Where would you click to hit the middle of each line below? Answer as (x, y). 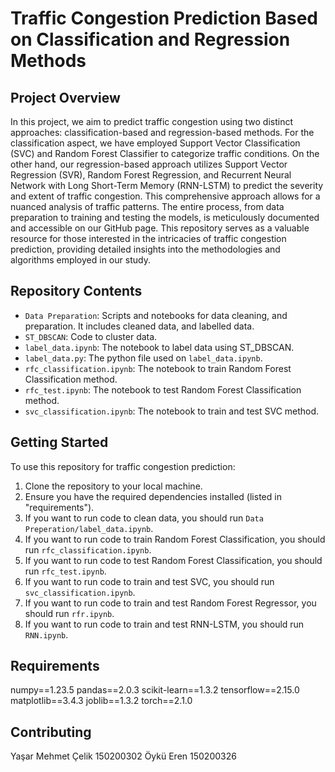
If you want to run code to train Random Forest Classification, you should (175, 539)
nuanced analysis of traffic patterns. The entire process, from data (147, 206)
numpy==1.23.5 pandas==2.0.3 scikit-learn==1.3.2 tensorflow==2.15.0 (155, 690)
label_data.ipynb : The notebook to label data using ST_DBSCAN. (159, 347)
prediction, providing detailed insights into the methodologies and (145, 249)
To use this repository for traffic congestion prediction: (123, 466)
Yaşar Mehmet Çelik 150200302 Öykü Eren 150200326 (123, 756)
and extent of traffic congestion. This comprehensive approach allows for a (165, 196)
